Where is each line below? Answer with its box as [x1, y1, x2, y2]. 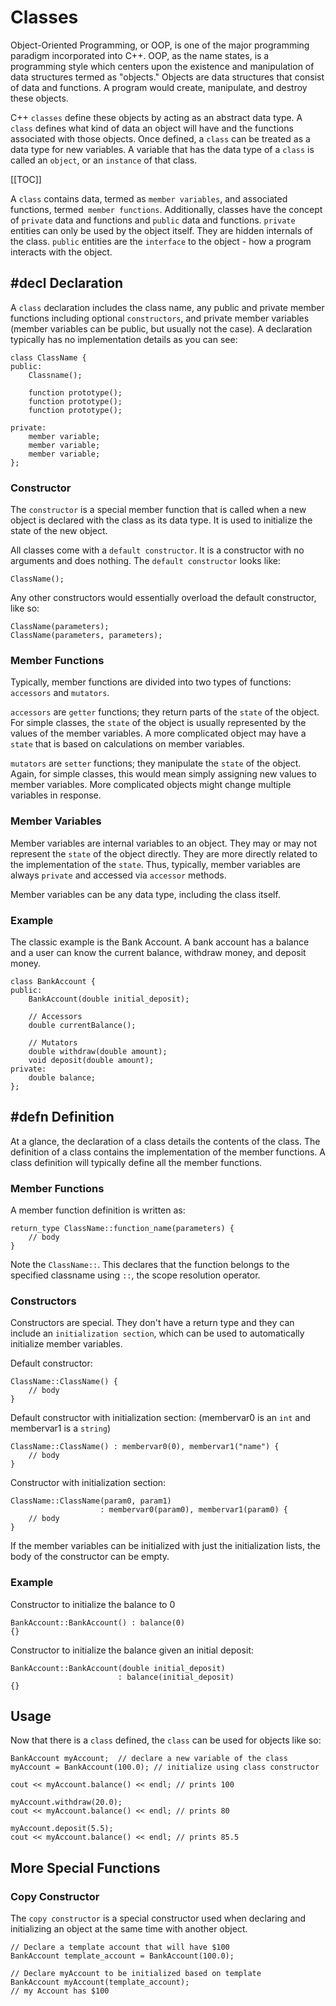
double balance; [28, 1072, 97, 1083]
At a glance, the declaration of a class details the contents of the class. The [10, 1135, 321, 1147]
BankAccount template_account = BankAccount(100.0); [10, 1951, 235, 1961]
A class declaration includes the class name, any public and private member [10, 301, 325, 313]
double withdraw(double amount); [28, 1046, 168, 1056]
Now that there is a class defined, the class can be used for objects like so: [10, 1734, 322, 1746]
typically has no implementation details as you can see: [10, 333, 238, 345]
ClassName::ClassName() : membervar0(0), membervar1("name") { [10, 1442, 280, 1452]
